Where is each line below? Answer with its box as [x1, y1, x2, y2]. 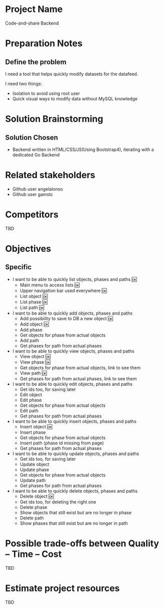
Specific [5, 263, 32, 271]
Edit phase [19, 397, 42, 403]
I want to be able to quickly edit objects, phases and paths [12, 381, 132, 387]
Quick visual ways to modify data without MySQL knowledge [12, 95, 137, 101]
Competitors [5, 209, 58, 220]
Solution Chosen [5, 133, 58, 141]
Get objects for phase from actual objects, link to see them [19, 365, 141, 371]
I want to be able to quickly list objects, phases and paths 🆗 [12, 276, 137, 282]
